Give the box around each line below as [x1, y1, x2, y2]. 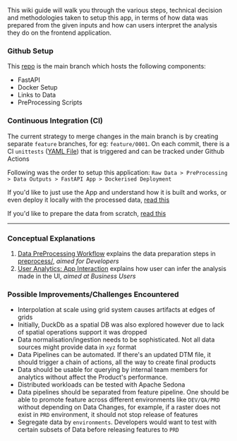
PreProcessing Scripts [17, 98, 83, 107]
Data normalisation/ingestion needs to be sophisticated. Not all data [17, 335, 215, 344]
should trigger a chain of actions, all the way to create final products [17, 358, 217, 366]
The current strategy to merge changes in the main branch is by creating [7, 132, 219, 140]
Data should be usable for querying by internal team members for [17, 366, 208, 374]
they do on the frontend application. [7, 28, 111, 37]
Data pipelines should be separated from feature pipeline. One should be [17, 388, 229, 397]
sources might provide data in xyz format [17, 343, 137, 351]
